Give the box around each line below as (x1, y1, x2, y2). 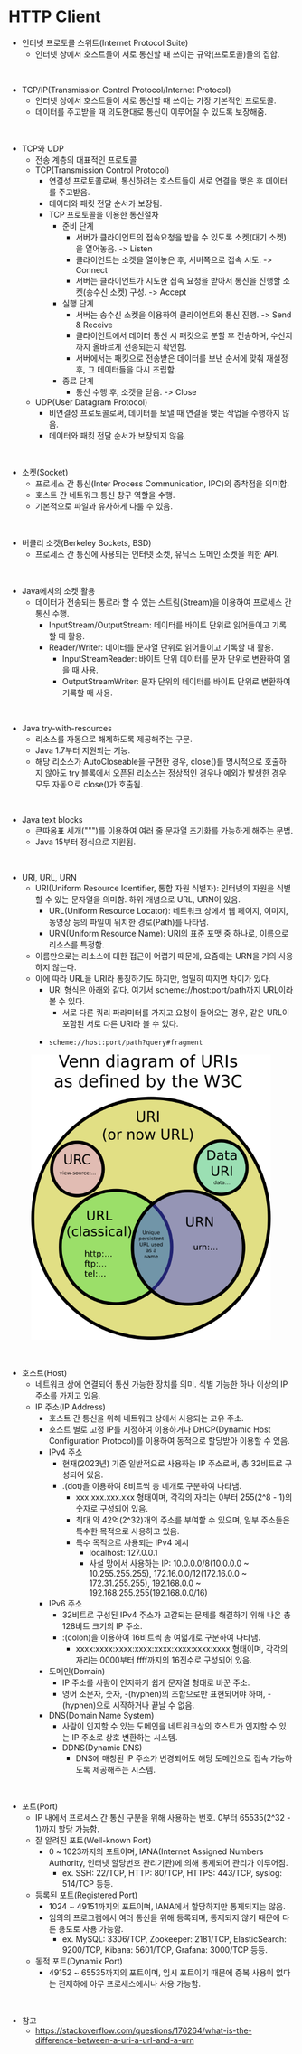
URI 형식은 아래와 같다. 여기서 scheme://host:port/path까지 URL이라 (48, 984, 294, 995)
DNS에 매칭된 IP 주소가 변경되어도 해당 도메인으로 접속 (75, 1753, 269, 1764)
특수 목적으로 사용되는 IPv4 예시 (75, 1537, 189, 1548)
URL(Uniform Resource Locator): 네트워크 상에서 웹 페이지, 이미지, (48, 905, 288, 916)
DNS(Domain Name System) (48, 1710, 155, 1721)
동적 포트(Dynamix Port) (34, 1955, 123, 1967)
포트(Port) (21, 1801, 59, 1812)
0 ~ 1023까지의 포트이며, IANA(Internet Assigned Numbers (48, 1846, 264, 1857)
